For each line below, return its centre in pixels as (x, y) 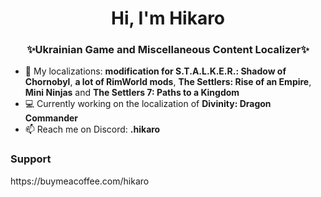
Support (31, 159)
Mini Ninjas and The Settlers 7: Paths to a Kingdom (132, 93)
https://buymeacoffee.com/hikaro (80, 181)
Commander (51, 118)
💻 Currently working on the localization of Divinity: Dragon (148, 104)
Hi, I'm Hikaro (168, 18)
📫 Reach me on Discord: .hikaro (92, 129)
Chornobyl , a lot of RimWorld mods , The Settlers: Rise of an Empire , (168, 82)
